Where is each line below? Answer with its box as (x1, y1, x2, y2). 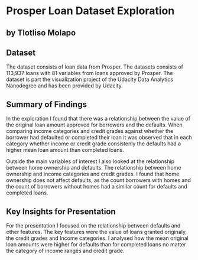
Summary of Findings (6, 99, 87, 109)
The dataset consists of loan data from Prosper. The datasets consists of (6, 63, 183, 70)
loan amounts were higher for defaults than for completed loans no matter (6, 241, 186, 248)
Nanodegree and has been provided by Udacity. (6, 82, 123, 89)
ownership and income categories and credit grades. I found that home (6, 170, 180, 178)
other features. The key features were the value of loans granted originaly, (6, 229, 187, 236)
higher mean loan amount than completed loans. (6, 147, 124, 154)
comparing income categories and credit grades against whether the (6, 128, 174, 135)
